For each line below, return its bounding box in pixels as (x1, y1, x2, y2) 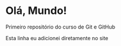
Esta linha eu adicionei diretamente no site (5, 34, 109, 41)
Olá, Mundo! (5, 4, 67, 17)
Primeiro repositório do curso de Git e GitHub (5, 23, 116, 30)
